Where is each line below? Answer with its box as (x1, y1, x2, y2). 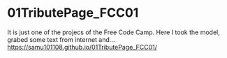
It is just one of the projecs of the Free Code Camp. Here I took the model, (7, 28, 220, 36)
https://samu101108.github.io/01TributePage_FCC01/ (7, 43, 157, 51)
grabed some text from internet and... (7, 35, 115, 43)
